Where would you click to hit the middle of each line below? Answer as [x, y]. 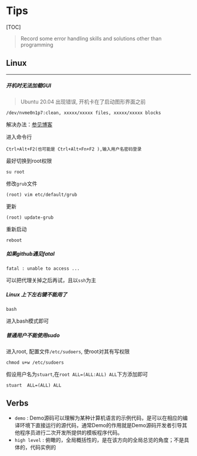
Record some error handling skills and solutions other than [91, 38]
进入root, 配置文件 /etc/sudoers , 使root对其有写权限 [68, 351]
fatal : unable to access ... [43, 269]
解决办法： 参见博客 [29, 124]
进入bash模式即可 [28, 321]
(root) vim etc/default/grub [42, 195]
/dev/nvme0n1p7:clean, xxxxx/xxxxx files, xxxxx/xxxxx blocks [84, 113]
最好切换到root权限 [29, 160]
